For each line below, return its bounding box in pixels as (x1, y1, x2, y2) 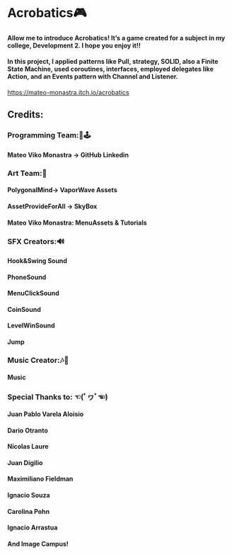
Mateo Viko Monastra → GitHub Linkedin (7, 150, 129, 159)
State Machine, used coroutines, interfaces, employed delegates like (7, 65, 214, 74)
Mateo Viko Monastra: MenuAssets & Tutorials (7, 218, 147, 227)
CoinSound (7, 305, 41, 313)
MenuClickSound (7, 289, 60, 298)
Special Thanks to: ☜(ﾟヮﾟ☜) (7, 392, 108, 402)
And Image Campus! (7, 539, 69, 548)
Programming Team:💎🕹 (7, 130, 91, 140)
